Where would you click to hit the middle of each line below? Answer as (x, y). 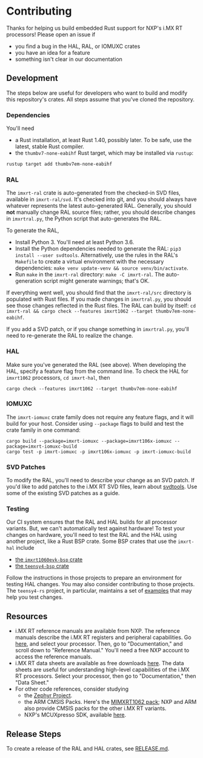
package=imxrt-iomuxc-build (42, 446)
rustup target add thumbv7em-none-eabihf (59, 164)
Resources (27, 616)
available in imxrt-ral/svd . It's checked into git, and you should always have (101, 199)
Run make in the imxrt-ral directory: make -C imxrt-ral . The (90, 275)
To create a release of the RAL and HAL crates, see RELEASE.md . (88, 749)
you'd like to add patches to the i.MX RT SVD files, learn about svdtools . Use (102, 487)
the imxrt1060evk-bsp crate (49, 559)
